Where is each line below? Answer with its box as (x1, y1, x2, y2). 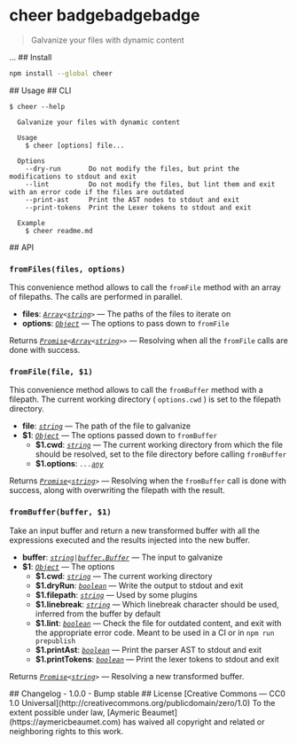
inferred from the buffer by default (35, 608, 161, 619)
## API (9, 241, 35, 253)
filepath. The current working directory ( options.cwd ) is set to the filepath (9, 394, 281, 404)
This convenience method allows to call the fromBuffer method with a (9, 385, 263, 396)
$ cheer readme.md (25, 226, 93, 235)
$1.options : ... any (35, 459, 104, 469)
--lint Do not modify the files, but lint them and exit (25, 179, 276, 189)
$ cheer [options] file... (25, 141, 125, 150)
